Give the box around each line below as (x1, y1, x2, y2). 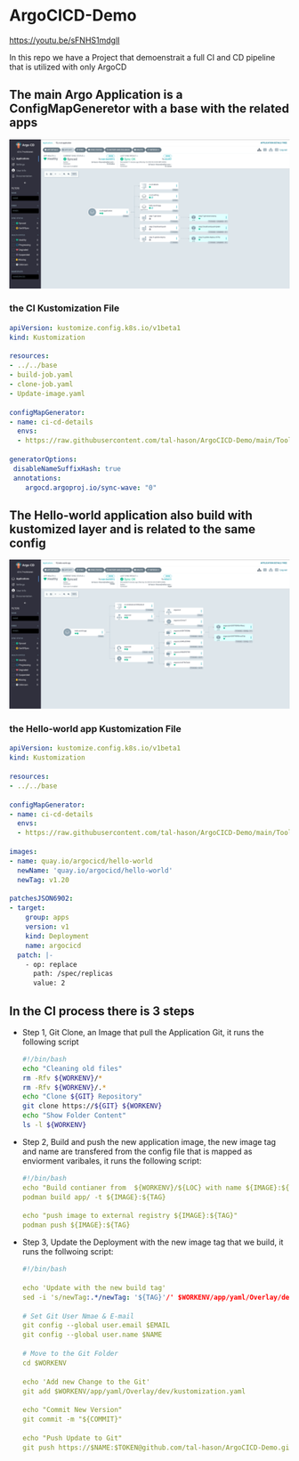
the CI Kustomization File (9, 302, 120, 314)
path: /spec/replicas (32, 970, 114, 978)
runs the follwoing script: (21, 1246, 114, 1257)
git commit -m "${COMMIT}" (21, 1415, 123, 1424)
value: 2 (32, 978, 66, 988)
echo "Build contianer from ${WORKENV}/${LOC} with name (21, 1183, 242, 1192)
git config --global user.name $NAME (21, 1330, 163, 1340)
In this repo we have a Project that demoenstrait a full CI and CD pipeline (9, 52, 276, 62)
